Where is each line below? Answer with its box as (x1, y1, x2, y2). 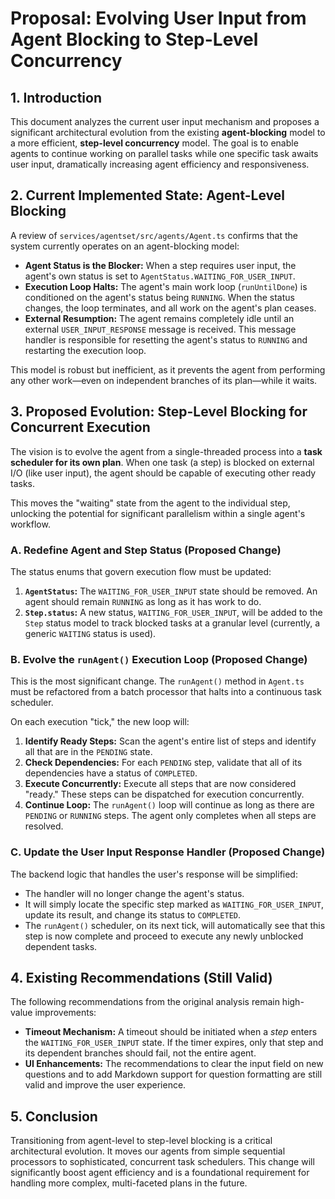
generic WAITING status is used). (24, 627, 157, 639)
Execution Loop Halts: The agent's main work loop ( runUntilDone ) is (24, 280, 308, 292)
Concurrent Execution (10, 419, 151, 436)
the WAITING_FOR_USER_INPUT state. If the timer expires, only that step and (24, 1037, 324, 1049)
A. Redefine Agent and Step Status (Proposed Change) (10, 543, 282, 557)
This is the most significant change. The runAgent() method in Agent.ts (10, 675, 305, 687)
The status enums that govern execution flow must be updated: (10, 565, 272, 577)
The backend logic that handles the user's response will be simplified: (10, 868, 298, 880)
